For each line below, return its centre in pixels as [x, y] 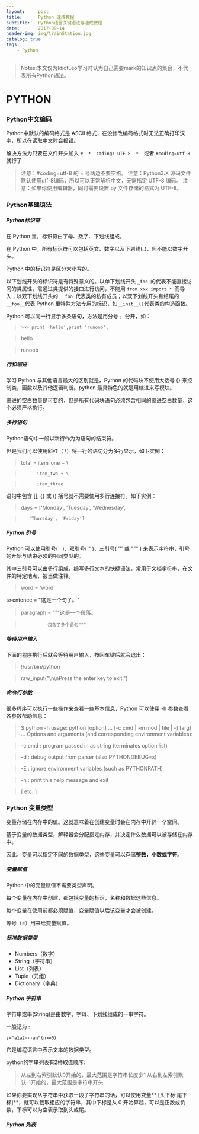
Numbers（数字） [36, 954]
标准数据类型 [22, 938]
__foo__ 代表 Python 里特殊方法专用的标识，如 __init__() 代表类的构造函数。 [99, 304]
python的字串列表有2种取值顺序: [46, 1062]
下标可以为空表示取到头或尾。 [53, 1110]
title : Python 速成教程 [40, 17]
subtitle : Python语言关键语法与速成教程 [54, 23]
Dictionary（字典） [38, 983]
